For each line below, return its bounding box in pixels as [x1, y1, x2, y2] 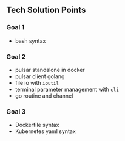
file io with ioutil [15, 79, 59, 86]
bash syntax [15, 37, 46, 45]
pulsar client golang [15, 73, 65, 80]
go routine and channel [15, 92, 73, 99]
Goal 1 [6, 23, 25, 32]
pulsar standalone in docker [15, 66, 85, 73]
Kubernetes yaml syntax [15, 128, 76, 135]
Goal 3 [6, 107, 26, 115]
